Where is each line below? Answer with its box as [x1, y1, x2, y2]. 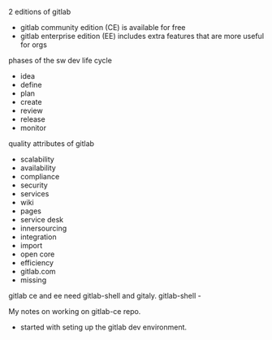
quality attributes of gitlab [8, 139, 95, 148]
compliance [19, 172, 60, 181]
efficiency [19, 258, 54, 267]
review [19, 105, 43, 115]
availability [19, 163, 57, 173]
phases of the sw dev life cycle [8, 56, 112, 65]
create [19, 97, 42, 106]
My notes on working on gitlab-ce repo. [8, 307, 141, 316]
